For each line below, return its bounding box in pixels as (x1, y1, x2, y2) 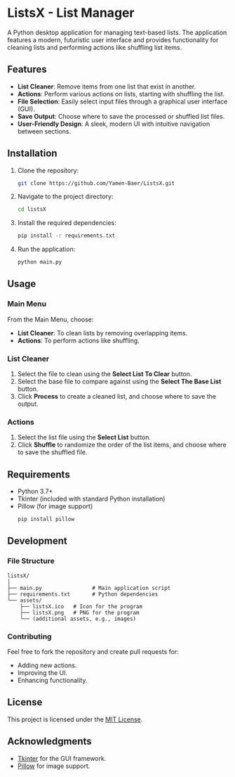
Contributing (7, 631, 52, 641)
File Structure (7, 556, 55, 566)
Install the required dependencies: (17, 219, 117, 227)
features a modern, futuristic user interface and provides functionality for (7, 35, 219, 44)
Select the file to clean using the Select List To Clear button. (17, 370, 192, 378)
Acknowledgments (7, 736, 93, 747)
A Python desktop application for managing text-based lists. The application (7, 28, 227, 37)
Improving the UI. (17, 669, 68, 677)
